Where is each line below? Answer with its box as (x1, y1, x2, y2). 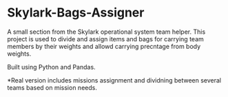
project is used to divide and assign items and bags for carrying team (7, 34, 205, 43)
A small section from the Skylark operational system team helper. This (7, 28, 206, 36)
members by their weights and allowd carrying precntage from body (7, 42, 201, 50)
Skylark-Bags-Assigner (7, 5, 145, 21)
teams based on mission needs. (7, 83, 98, 91)
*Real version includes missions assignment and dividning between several (7, 76, 222, 84)
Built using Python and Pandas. (7, 63, 96, 71)
